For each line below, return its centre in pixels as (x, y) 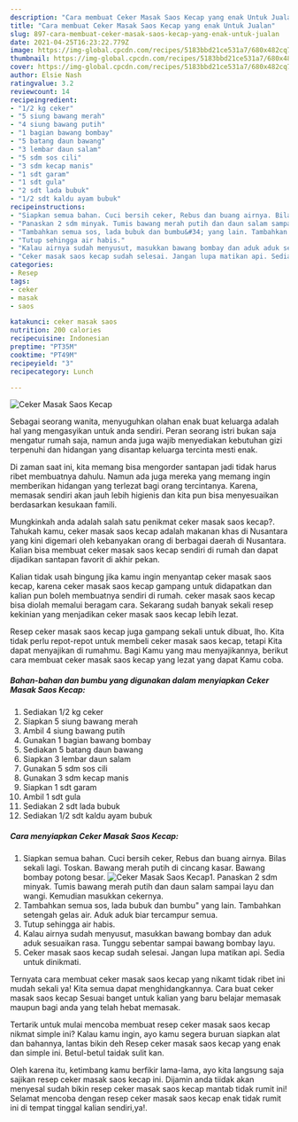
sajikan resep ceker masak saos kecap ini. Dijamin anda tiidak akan (132, 1079)
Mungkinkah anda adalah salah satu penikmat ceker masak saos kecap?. (142, 522)
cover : (22, 67)
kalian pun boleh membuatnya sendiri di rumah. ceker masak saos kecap (143, 596)
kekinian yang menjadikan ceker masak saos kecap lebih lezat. (124, 615)
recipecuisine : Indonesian (60, 339)
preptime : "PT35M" (44, 347)
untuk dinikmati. (52, 962)
